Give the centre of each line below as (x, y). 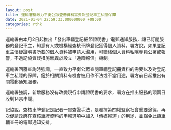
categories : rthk (24, 24)
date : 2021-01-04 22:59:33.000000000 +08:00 (53, 19)
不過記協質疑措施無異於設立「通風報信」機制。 (63, 58)
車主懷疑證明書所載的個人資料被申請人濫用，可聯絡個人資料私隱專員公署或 (83, 52)
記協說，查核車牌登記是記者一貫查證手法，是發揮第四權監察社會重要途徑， (83, 110)
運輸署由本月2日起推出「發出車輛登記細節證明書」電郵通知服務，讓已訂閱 (82, 39)
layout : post (19, 10)
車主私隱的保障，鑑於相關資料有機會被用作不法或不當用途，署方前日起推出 (83, 75)
